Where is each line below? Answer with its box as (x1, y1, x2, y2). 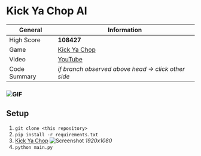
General (19, 26, 42, 34)
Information (107, 26, 142, 34)
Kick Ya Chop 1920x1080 (14, 137, 112, 144)
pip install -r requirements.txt (14, 132, 99, 138)
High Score (9, 36, 41, 44)
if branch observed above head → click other (57, 64, 185, 73)
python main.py (14, 144, 53, 150)
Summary (9, 72, 37, 80)
